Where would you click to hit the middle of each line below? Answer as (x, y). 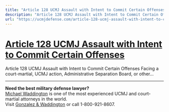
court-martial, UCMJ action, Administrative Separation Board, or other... (79, 74)
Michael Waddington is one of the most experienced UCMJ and (71, 94)
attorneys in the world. (44, 99)
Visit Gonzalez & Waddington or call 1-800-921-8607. (60, 104)
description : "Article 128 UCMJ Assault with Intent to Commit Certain (82, 15)
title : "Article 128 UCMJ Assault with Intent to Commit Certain (75, 10)
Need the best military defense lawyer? (47, 88)
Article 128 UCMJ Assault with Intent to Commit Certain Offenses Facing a (82, 69)
